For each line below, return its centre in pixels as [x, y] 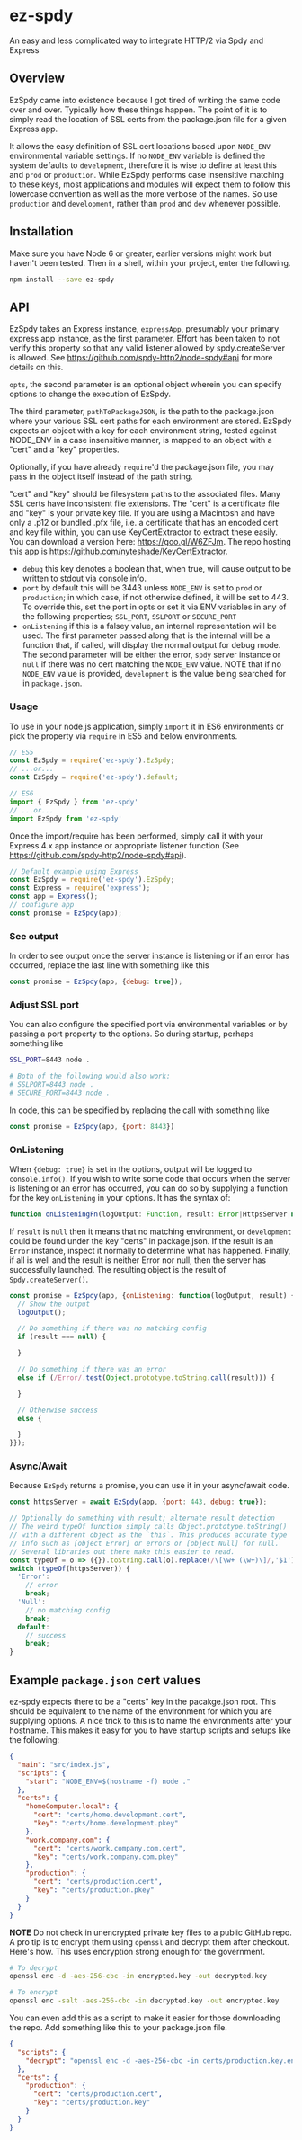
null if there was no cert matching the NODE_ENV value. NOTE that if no [151, 664]
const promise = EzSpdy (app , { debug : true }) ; [96, 982]
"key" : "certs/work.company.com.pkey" [106, 1857]
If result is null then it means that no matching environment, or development [151, 1231]
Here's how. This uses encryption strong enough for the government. [137, 1951]
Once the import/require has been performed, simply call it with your [136, 836]
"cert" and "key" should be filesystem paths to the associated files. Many [145, 494]
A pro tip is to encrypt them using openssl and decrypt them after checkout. [150, 1941]
